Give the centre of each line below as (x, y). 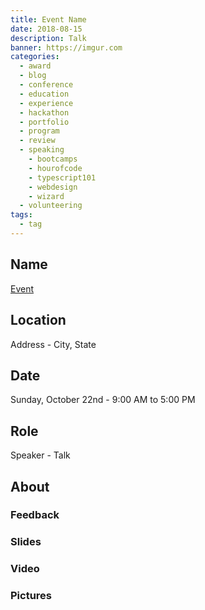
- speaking (42, 150)
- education (44, 94)
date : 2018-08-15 (46, 29)
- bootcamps (53, 159)
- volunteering (51, 206)
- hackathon (44, 112)
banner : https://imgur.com (66, 47)
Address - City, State (53, 344)
